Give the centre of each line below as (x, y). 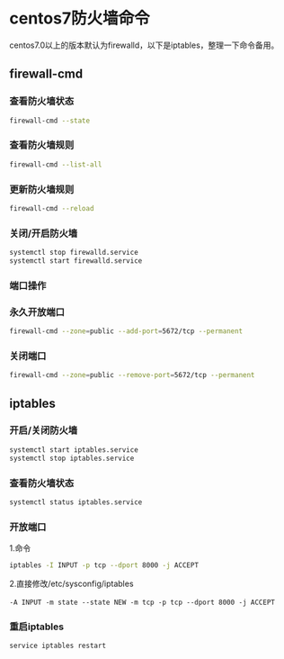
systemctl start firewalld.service (76, 261)
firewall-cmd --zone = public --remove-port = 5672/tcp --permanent (132, 375)
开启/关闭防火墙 (44, 430)
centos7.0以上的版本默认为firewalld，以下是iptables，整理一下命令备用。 (144, 45)
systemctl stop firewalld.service (74, 253)
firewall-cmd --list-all (56, 164)
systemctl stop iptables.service (72, 458)
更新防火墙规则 (42, 189)
